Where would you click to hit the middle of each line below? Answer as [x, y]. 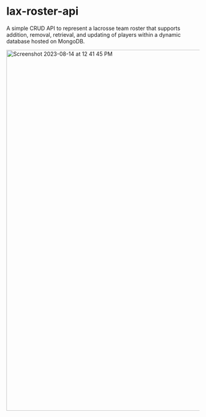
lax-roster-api [42, 11]
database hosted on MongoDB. [46, 41]
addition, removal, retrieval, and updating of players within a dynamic [93, 34]
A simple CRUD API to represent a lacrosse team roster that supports [93, 28]
